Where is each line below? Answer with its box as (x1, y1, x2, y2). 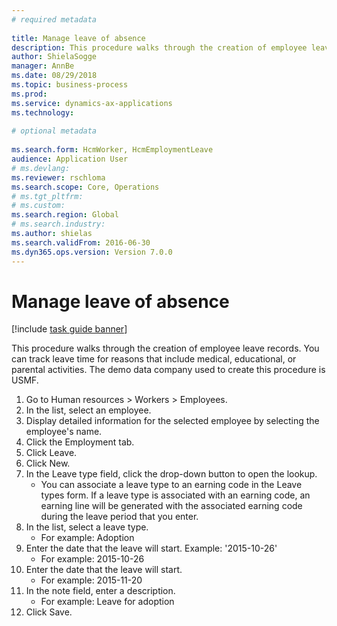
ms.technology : (11, 107, 75, 118)
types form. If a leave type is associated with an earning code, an (40, 489, 311, 501)
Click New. (25, 457, 71, 470)
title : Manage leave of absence (11, 33, 146, 43)
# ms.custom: (11, 201, 66, 211)
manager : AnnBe (11, 61, 75, 71)
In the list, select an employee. (25, 404, 152, 416)
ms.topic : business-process (11, 80, 129, 90)
